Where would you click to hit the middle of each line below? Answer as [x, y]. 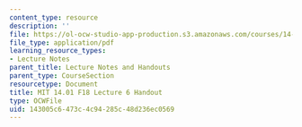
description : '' [40, 26]
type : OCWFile [36, 101]
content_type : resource [54, 17]
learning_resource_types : [58, 51]
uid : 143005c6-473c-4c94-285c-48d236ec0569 [92, 109]
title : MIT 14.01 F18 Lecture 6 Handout [86, 92]
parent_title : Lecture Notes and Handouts [90, 68]
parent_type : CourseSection [62, 76]
